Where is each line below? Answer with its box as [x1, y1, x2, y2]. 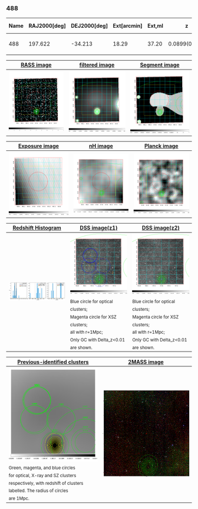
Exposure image [18, 143, 59, 150]
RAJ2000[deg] [28, 22, 66, 29]
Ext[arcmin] [113, 22, 143, 29]
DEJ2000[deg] [70, 22, 108, 29]
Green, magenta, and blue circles [8, 465, 75, 471]
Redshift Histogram [12, 224, 62, 231]
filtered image [79, 61, 115, 68]
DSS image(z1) [80, 224, 118, 231]
